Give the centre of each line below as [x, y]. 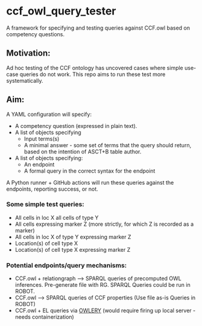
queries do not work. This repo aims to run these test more [93, 74]
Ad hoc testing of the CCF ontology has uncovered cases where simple [95, 68]
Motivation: [28, 53]
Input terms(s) [42, 139]
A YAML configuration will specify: [49, 114]
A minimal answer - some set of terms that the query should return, [108, 145]
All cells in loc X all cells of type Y [57, 217]
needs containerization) [44, 317]
